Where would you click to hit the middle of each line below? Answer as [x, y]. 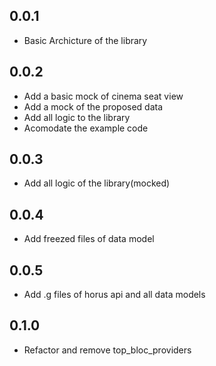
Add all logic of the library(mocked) [97, 183]
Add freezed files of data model [89, 239]
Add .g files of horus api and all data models [114, 295]
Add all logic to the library [77, 117]
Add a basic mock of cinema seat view [103, 96]
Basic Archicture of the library [85, 40]
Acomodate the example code [86, 128]
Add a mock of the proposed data [93, 106]
